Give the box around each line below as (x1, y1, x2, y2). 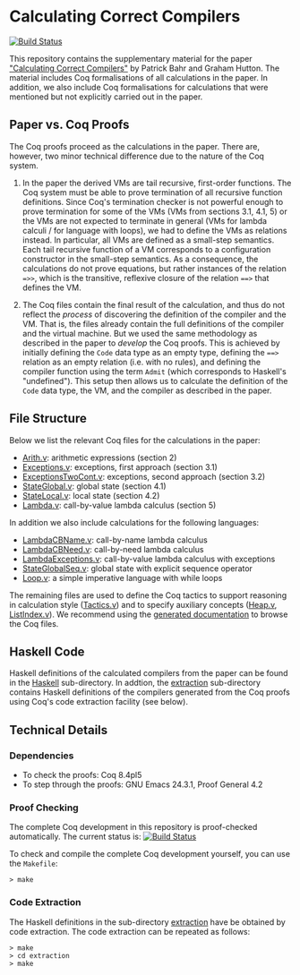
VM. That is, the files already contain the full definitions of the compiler (21, 318, 285, 329)
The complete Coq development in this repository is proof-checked (9, 822, 258, 833)
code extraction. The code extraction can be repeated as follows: (9, 926, 251, 937)
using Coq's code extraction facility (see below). (9, 697, 188, 707)
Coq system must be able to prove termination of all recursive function (21, 186, 283, 198)
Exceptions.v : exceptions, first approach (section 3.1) (21, 461, 218, 472)
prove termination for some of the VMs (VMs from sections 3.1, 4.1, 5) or (21, 206, 288, 217)
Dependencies (9, 749, 74, 762)
